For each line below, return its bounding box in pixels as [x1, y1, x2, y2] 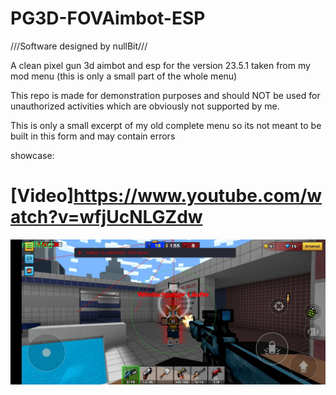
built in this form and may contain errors [10, 130, 176, 142]
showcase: [10, 149, 55, 161]
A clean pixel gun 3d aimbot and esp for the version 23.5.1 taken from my [10, 59, 311, 71]
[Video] [10, 185, 75, 207]
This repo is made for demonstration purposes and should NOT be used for [10, 89, 321, 101]
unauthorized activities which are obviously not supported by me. [10, 100, 280, 112]
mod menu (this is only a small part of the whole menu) [10, 70, 238, 82]
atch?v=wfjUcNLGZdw [10, 206, 203, 229]
